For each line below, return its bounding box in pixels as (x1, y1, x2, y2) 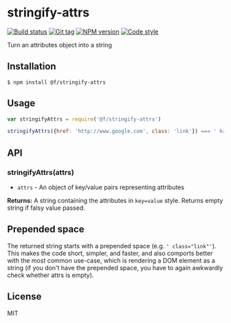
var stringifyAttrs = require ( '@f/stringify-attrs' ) (7, 115, 162, 123)
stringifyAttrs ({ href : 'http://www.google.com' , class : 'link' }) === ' (7, 128, 217, 135)
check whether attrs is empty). (7, 271, 94, 279)
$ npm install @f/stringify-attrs (7, 79, 107, 86)
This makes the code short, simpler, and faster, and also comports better (7, 249, 213, 257)
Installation (7, 60, 56, 73)
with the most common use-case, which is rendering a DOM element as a (7, 256, 215, 265)
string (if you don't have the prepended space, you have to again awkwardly (7, 263, 223, 272)
